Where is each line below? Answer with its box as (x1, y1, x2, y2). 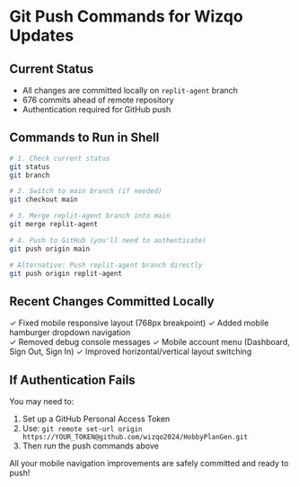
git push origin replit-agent (9, 269, 123, 278)
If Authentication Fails (9, 372, 136, 387)
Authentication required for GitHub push (22, 104, 171, 114)
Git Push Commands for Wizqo (9, 6, 244, 27)
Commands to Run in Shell (9, 130, 160, 146)
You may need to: (9, 396, 75, 407)
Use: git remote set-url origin (22, 423, 143, 434)
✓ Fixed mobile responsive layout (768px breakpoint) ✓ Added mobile (9, 317, 269, 329)
